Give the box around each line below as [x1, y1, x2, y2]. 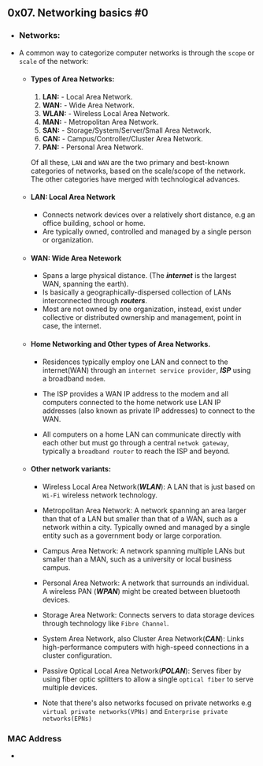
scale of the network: [18, 56, 89, 66]
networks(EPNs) [42, 715, 92, 723]
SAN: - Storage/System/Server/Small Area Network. [42, 126, 212, 135]
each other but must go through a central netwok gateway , [42, 437, 230, 447]
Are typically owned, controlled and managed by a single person [42, 227, 252, 236]
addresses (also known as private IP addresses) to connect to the [42, 406, 255, 415]
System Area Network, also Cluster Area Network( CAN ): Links [42, 633, 245, 643]
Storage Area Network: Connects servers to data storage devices [42, 610, 255, 619]
